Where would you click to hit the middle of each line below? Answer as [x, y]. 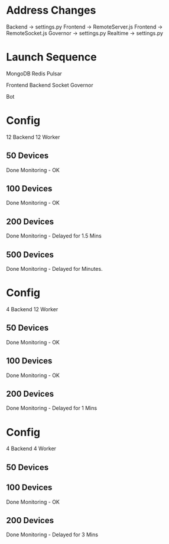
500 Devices [30, 254]
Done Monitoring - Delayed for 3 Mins [52, 534]
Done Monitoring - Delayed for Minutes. [54, 269]
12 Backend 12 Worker [33, 137]
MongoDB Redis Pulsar [34, 73]
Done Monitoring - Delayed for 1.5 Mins [54, 236]
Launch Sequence [51, 57]
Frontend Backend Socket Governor [50, 85]
